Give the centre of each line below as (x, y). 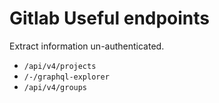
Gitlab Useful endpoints (110, 18)
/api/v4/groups (55, 87)
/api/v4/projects (60, 66)
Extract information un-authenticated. (87, 46)
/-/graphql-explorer (66, 77)
